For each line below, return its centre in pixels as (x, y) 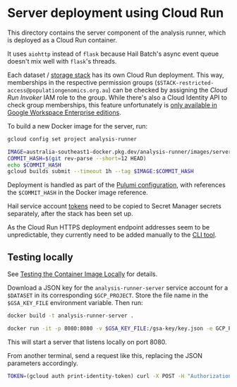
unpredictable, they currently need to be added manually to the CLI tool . (112, 235)
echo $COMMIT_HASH (34, 165)
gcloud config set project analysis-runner (72, 139)
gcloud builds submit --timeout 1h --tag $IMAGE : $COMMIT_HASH (101, 172)
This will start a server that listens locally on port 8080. (87, 342)
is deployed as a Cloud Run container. (62, 40)
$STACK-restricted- (186, 83)
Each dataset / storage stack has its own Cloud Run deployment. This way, (116, 75)
